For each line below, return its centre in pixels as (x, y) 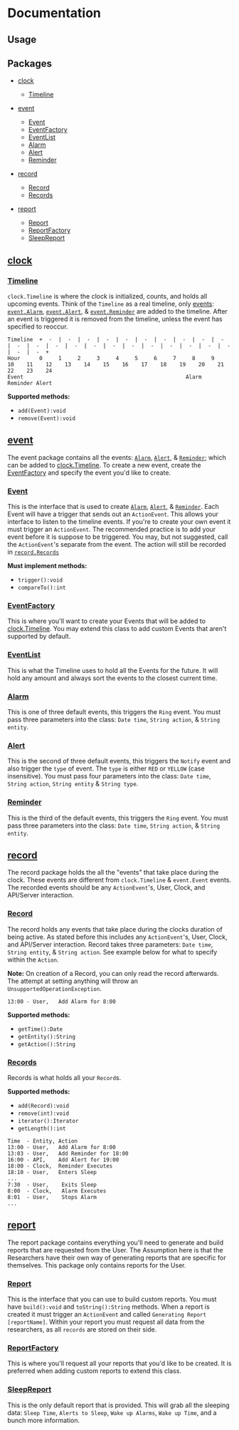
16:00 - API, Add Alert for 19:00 (63, 1160)
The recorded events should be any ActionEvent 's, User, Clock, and (106, 888)
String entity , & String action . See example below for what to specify (112, 952)
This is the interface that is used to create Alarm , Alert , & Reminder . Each (113, 507)
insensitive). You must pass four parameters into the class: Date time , (109, 776)
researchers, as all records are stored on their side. (82, 1329)
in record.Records (33, 552)
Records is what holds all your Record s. (64, 1078)
